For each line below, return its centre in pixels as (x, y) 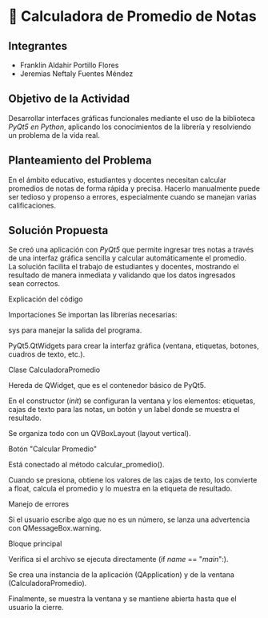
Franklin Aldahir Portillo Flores (69, 65)
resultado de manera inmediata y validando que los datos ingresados (122, 275)
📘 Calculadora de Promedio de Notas (133, 16)
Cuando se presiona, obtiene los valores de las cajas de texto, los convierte (133, 480)
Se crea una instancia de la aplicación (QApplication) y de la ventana (121, 575)
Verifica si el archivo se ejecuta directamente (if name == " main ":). (118, 559)
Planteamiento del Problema (80, 161)
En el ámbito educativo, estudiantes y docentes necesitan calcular (117, 180)
